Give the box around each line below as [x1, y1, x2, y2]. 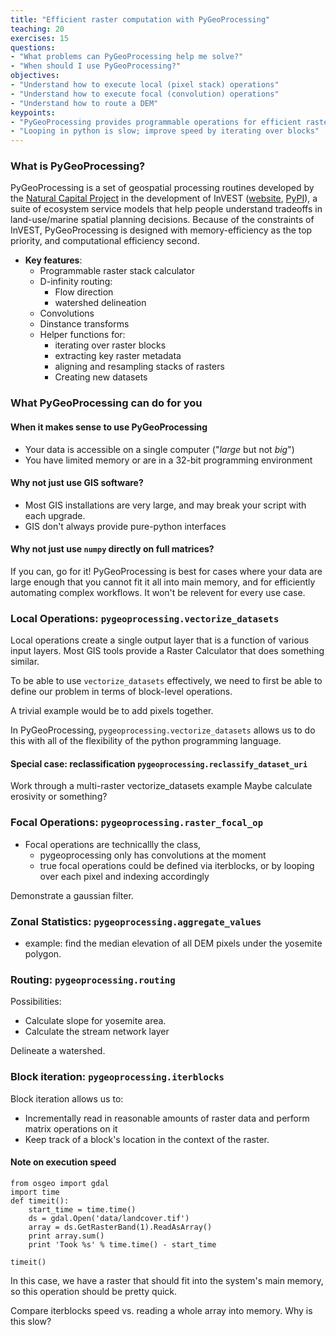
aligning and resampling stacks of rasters [54, 361, 225, 373]
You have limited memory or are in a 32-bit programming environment [24, 454, 313, 466]
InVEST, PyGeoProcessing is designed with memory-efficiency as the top [10, 224, 313, 236]
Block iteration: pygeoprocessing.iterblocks [10, 1070, 225, 1084]
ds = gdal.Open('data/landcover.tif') [28, 1213, 190, 1223]
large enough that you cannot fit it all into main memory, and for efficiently [10, 576, 316, 588]
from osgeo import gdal [10, 1178, 110, 1188]
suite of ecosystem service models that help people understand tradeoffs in [10, 203, 323, 215]
